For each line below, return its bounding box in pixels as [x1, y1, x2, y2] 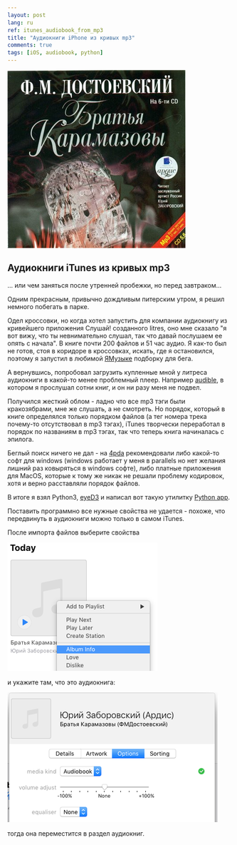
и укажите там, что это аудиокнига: [7, 678, 116, 687]
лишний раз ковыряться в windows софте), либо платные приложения [7, 464, 221, 472]
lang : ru [7, 19, 33, 26]
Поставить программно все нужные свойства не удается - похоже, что [7, 507, 226, 515]
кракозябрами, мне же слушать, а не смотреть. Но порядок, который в [7, 404, 226, 413]
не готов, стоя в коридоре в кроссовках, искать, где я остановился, [7, 346, 215, 355]
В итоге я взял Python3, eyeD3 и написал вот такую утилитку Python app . [7, 492, 230, 501]
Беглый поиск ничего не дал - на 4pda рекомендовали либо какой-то [7, 448, 220, 457]
